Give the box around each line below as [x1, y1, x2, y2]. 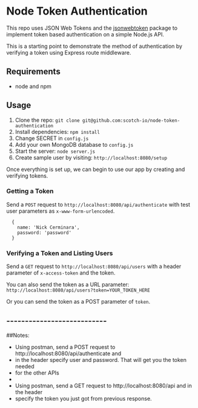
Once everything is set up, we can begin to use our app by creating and [6, 166, 185, 173]
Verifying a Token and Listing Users [6, 249, 113, 257]
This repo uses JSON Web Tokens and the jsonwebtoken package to [6, 24, 177, 32]
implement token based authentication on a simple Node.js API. [6, 30, 165, 38]
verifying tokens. [6, 172, 48, 179]
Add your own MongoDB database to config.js [15, 141, 134, 148]
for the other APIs [15, 369, 59, 376]
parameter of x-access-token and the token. [6, 269, 116, 276]
